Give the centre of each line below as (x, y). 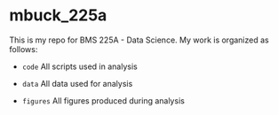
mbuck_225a (58, 15)
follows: (24, 49)
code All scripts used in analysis (79, 66)
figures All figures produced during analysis (103, 100)
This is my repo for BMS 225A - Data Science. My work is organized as (139, 40)
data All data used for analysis (77, 83)
